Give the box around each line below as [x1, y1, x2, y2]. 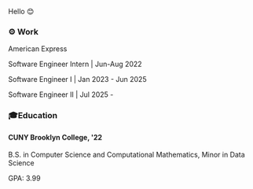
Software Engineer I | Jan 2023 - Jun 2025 [8, 75, 147, 84]
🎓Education [8, 110, 58, 121]
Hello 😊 [8, 7, 35, 16]
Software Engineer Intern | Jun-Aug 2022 [8, 59, 143, 69]
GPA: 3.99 [8, 173, 41, 183]
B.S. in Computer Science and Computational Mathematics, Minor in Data [8, 150, 245, 160]
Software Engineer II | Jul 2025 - [8, 90, 114, 99]
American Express [8, 44, 68, 54]
